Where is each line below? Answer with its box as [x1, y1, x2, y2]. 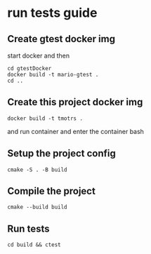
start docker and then [7, 51, 70, 60]
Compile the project [7, 185, 96, 197]
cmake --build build [7, 203, 68, 211]
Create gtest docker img [7, 33, 116, 45]
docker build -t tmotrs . [7, 114, 83, 122]
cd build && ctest [7, 241, 61, 248]
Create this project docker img [7, 96, 143, 108]
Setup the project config [7, 147, 116, 159]
